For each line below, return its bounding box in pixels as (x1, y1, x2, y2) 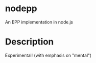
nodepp (5, 3, 38, 14)
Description (5, 36, 54, 47)
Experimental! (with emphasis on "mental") (5, 52, 92, 58)
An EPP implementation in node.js (5, 19, 73, 25)
